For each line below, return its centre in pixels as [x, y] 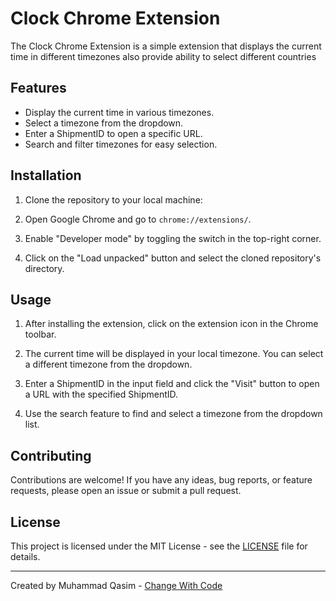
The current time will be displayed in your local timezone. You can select [174, 354]
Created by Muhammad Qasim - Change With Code [116, 585]
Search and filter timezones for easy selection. [121, 144]
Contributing [51, 455]
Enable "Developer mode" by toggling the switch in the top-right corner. [173, 238]
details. [25, 556]
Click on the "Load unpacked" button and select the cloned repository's [173, 258]
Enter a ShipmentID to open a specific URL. [113, 133]
